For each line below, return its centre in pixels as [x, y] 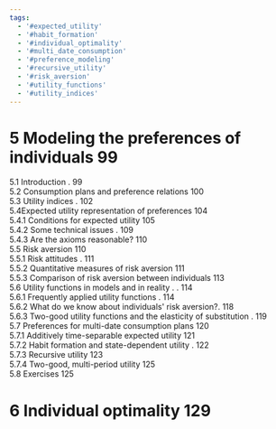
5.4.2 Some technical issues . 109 [71, 230]
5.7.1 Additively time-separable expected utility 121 [102, 336]
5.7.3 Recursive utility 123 [56, 355]
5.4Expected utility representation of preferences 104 [109, 211]
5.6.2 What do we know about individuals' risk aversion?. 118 [122, 307]
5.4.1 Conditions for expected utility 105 [83, 220]
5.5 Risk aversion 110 [48, 249]
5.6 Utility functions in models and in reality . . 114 [101, 288]
